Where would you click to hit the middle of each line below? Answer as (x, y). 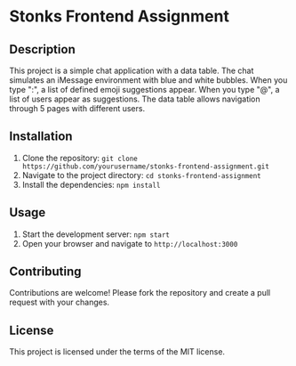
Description (42, 49)
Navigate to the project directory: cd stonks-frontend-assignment (141, 175)
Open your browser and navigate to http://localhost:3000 (130, 243)
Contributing (45, 272)
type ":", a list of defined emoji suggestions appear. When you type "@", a (144, 89)
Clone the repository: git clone (80, 158)
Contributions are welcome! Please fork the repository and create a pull (140, 293)
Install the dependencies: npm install (91, 184)
